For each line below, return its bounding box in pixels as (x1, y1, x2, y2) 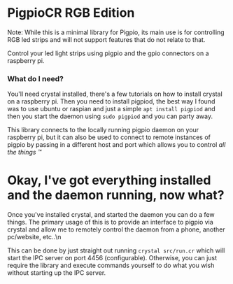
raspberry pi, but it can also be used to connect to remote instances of (7, 133, 211, 141)
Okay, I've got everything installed (7, 173, 211, 188)
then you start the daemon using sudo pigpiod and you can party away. (7, 112, 213, 120)
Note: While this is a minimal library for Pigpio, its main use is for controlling (7, 28, 225, 36)
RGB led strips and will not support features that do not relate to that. (7, 35, 206, 43)
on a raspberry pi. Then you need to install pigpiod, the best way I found (7, 97, 216, 106)
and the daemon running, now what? (7, 187, 225, 204)
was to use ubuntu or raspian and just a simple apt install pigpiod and (7, 105, 216, 113)
